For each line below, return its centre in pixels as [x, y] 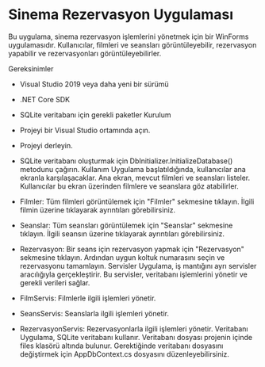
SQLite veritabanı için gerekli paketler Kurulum [96, 115]
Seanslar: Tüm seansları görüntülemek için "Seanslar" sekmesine [126, 225]
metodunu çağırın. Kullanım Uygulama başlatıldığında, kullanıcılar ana [132, 169]
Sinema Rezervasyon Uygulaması [121, 15]
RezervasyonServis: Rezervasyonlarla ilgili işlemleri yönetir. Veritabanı [134, 329]
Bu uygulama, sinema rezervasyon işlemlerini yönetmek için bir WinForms [129, 36]
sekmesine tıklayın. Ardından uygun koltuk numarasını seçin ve [122, 257]
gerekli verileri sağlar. [55, 282]
